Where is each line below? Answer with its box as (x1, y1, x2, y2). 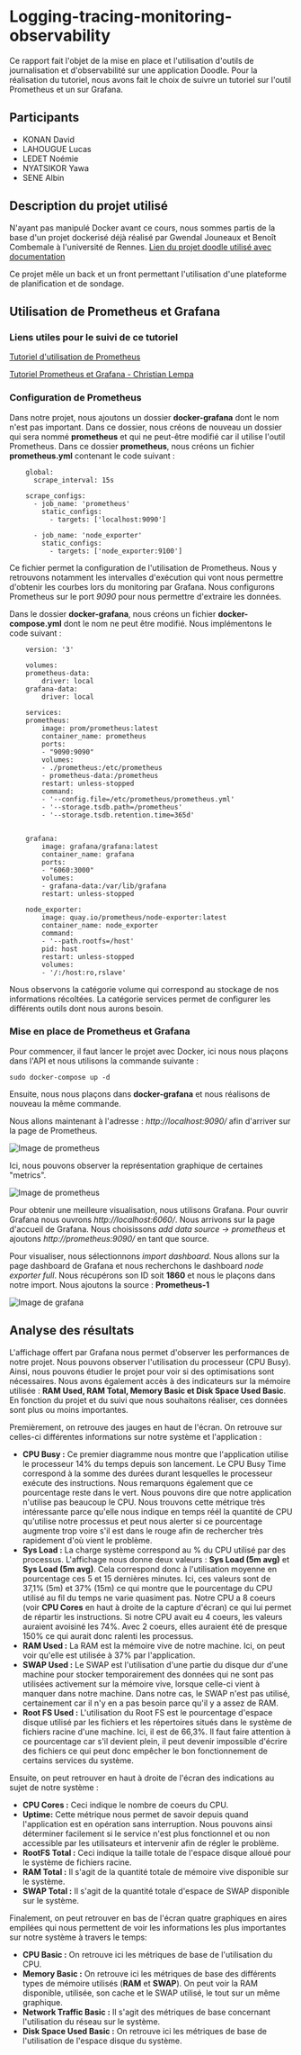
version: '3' (25, 645, 75, 654)
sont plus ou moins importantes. (9, 1404, 128, 1415)
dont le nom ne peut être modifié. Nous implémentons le (63, 618, 272, 629)
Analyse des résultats (9, 1323, 135, 1338)
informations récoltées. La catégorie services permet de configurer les (9, 993, 271, 1004)
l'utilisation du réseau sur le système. (22, 2015, 161, 2027)
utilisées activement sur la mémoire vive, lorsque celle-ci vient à (22, 1678, 261, 1689)
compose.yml (9, 618, 62, 629)
